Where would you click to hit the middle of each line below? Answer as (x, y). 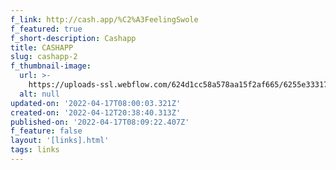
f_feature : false (46, 131)
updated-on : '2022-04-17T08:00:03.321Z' (96, 103)
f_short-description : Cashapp (73, 38)
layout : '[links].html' (60, 141)
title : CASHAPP (42, 47)
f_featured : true (46, 29)
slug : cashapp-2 (44, 57)
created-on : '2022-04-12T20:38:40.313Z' (96, 112)
